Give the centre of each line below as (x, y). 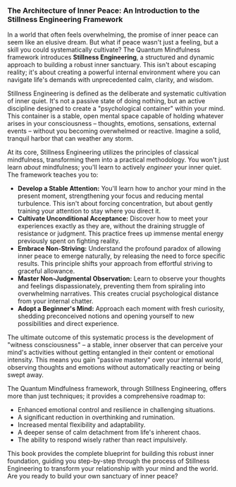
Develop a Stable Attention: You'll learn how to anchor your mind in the (122, 189)
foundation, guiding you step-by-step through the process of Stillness (108, 461)
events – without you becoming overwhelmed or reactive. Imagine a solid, (114, 131)
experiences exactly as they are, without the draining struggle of (111, 226)
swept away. (26, 375)
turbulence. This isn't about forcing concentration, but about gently (115, 204)
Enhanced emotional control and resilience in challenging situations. (116, 410)
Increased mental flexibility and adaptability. (81, 425)
